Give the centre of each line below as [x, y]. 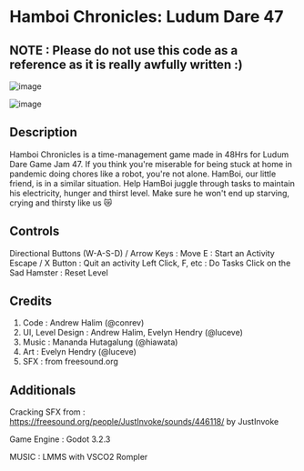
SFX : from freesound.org [70, 362]
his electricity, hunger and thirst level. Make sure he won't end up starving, [149, 193]
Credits [31, 301]
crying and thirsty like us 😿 [61, 203]
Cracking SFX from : [47, 412]
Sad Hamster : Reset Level [59, 272]
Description [43, 132]
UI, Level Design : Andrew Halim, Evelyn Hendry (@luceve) [133, 333]
